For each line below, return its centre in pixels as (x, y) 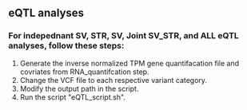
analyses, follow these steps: (66, 45)
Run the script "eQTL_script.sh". (73, 97)
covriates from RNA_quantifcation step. (84, 72)
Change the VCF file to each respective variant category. (114, 80)
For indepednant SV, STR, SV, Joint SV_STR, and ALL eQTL (124, 36)
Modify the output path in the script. (79, 88)
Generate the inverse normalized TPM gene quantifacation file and (129, 63)
